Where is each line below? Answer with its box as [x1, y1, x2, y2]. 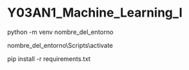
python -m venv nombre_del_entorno [7, 28, 114, 36]
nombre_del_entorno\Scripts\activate [7, 41, 114, 49]
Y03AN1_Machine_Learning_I [7, 5, 183, 21]
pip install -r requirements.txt [7, 54, 91, 63]
